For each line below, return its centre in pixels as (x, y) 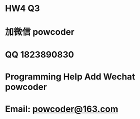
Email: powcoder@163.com (61, 109)
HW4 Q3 (23, 8)
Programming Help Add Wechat (70, 77)
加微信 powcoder (40, 32)
